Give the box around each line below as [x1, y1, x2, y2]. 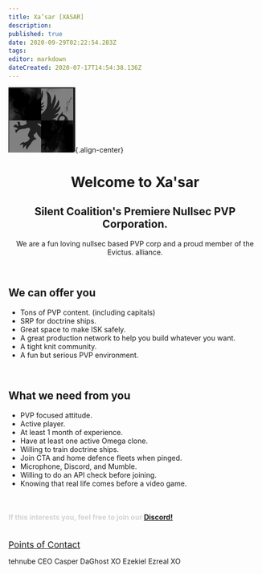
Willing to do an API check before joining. [19, 470, 157, 479]
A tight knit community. [19, 341, 97, 351]
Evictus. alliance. [107, 247, 163, 257]
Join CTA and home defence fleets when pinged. [19, 453, 182, 462]
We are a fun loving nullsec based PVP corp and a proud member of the [15, 238, 255, 248]
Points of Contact [8, 539, 80, 550]
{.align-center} [75, 145, 125, 154]
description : [8, 21, 52, 30]
